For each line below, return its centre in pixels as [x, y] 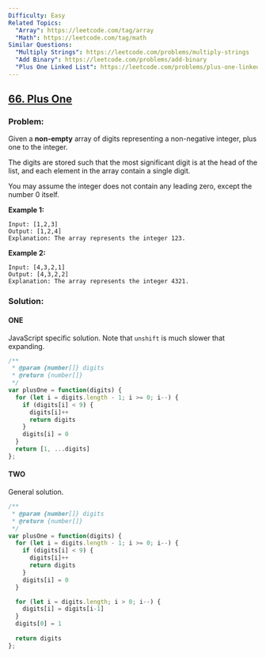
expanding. [27, 346]
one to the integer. [38, 147]
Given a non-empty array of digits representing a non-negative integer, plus [133, 139]
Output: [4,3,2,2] [38, 275]
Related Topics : [35, 23]
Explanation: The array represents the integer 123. [97, 238]
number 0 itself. [34, 195]
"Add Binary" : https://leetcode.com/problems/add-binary [111, 60]
